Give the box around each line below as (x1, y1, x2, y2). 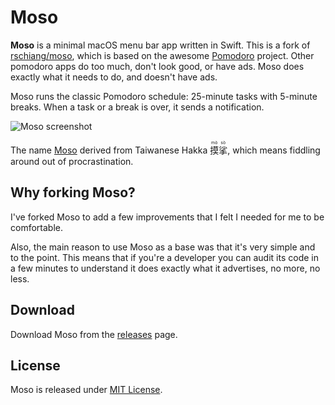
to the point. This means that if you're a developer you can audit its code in (10, 251, 319, 263)
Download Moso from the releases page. (10, 328, 178, 340)
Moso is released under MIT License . (10, 384, 163, 396)
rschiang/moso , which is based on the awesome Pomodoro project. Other (10, 49, 315, 61)
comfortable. (10, 221, 63, 233)
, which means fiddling (227, 144, 321, 156)
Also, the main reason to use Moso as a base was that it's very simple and (10, 241, 316, 253)
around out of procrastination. (10, 155, 134, 167)
